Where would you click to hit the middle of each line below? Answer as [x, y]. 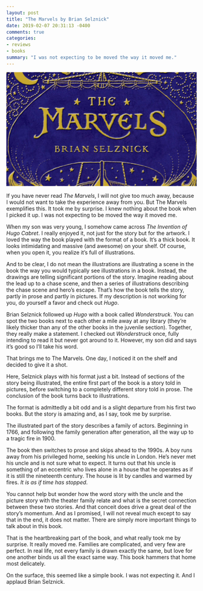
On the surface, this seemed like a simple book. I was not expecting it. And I [101, 575]
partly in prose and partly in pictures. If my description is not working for [96, 296]
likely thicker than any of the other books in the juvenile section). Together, [99, 327]
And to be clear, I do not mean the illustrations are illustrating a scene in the [100, 264]
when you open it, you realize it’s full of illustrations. [71, 253]
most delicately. [26, 564]
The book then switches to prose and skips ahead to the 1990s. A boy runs [99, 450]
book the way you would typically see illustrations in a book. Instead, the [97, 271]
